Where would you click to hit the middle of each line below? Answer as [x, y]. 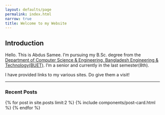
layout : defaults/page [28, 10]
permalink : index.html [28, 14]
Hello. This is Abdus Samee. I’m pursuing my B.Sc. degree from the [73, 55]
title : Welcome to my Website [36, 23]
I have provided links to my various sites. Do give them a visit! [68, 75]
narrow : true [18, 19]
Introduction [25, 43]
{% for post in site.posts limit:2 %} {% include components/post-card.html [80, 103]
